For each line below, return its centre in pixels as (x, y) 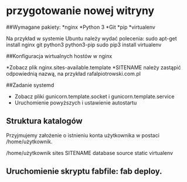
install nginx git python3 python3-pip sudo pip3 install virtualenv (84, 45)
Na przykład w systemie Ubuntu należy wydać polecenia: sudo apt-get (91, 38)
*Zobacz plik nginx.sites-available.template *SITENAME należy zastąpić (93, 67)
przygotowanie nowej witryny (80, 11)
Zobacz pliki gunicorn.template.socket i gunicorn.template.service (94, 96)
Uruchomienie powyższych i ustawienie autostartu (76, 102)
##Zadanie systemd (30, 85)
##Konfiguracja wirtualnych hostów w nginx (59, 56)
